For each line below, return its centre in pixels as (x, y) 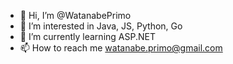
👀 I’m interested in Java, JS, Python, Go (101, 26)
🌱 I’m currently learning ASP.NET (87, 36)
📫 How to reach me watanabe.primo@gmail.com (121, 48)
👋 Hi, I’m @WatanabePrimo (75, 15)
